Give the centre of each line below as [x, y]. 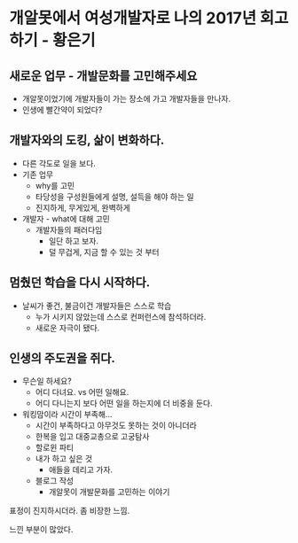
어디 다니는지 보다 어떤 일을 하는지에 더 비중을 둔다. [124, 403]
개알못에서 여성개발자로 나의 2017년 [133, 18]
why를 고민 [55, 185]
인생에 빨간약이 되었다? [62, 110]
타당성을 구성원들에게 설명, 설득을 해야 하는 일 [114, 197]
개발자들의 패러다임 [69, 229]
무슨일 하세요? [47, 381]
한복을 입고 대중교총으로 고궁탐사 [92, 437]
